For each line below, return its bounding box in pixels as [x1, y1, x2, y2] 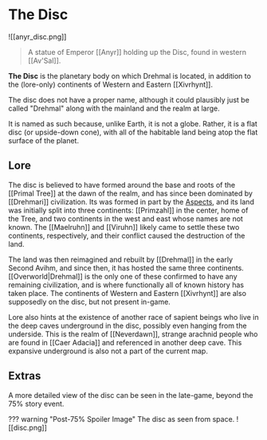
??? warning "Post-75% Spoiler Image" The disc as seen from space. [8, 414, 235, 423]
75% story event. [8, 399, 65, 408]
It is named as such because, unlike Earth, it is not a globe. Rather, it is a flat [8, 119, 257, 128]
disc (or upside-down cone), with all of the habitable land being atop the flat [8, 127, 258, 137]
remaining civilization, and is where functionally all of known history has [8, 280, 245, 290]
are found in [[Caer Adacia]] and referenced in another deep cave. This [8, 337, 242, 347]
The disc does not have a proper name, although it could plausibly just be [8, 95, 249, 104]
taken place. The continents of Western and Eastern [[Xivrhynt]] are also [8, 288, 247, 298]
